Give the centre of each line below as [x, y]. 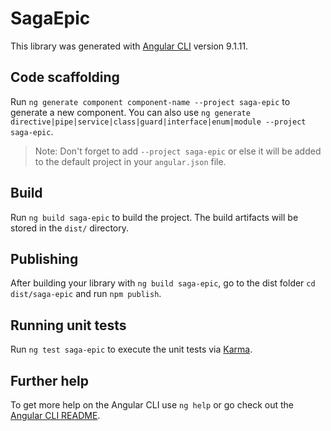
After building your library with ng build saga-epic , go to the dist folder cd [163, 283]
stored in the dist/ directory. [70, 228]
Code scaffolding [65, 77]
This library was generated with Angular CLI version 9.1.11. [129, 46]
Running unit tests [68, 325]
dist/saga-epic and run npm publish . [86, 294]
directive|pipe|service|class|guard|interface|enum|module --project [158, 122]
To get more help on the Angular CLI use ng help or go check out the [152, 405]
